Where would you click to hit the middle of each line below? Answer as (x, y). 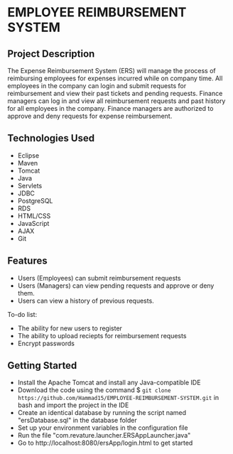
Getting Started (42, 366)
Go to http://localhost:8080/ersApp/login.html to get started (105, 443)
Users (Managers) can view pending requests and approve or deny (116, 286)
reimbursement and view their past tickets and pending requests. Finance (115, 93)
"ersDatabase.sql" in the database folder (77, 421)
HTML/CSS (34, 216)
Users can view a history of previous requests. (86, 301)
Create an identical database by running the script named (102, 413)
